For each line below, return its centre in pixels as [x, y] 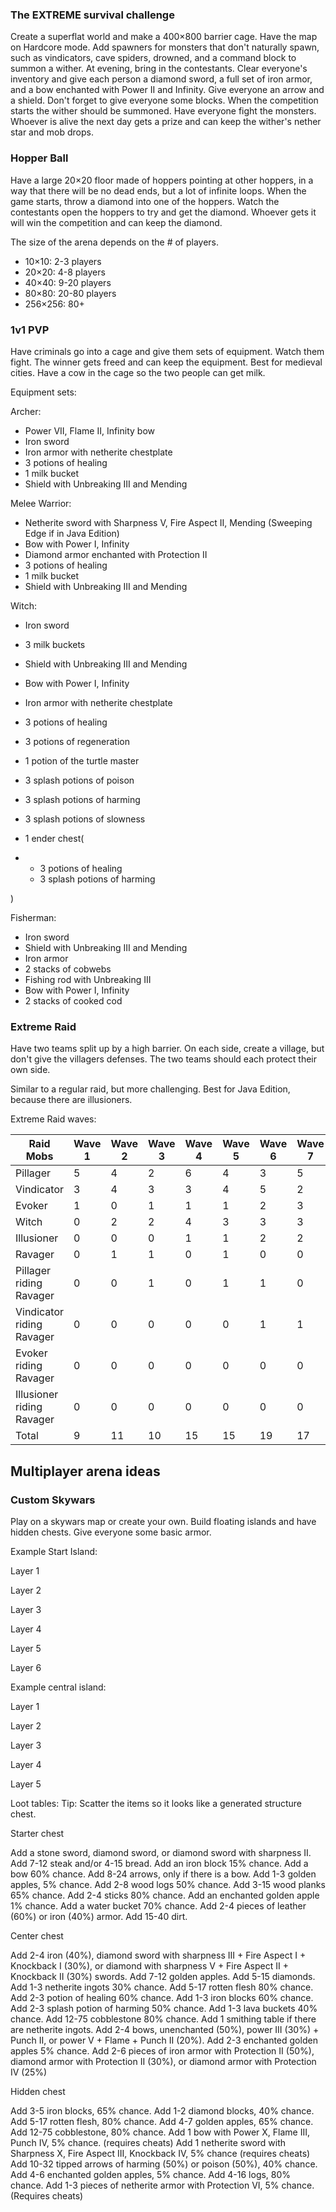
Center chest [37, 1935]
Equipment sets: [43, 392]
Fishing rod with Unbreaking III [88, 979]
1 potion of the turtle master [82, 760]
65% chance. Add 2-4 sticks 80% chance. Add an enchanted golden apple [165, 1895]
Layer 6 [26, 1667]
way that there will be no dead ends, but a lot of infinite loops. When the [158, 190]
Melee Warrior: [41, 503]
